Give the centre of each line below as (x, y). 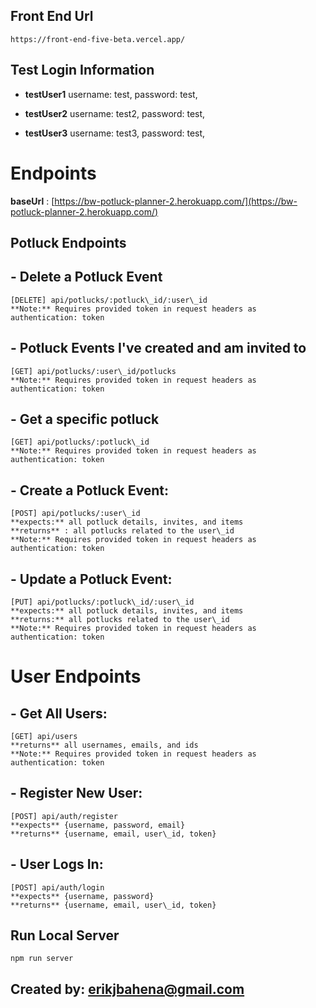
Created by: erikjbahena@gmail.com (127, 989)
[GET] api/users (44, 737)
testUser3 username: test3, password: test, (115, 133)
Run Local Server (65, 935)
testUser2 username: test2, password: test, (115, 113)
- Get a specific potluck (85, 419)
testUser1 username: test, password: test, (111, 94)
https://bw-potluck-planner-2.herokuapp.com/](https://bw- (176, 201)
